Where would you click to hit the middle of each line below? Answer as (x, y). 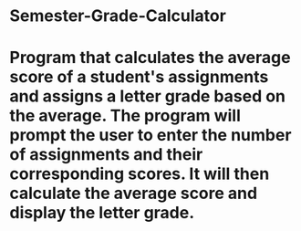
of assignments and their (106, 155)
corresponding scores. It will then (140, 174)
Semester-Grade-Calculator (118, 16)
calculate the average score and (134, 194)
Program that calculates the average (150, 58)
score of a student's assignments (139, 77)
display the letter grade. (102, 213)
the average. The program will (125, 116)
